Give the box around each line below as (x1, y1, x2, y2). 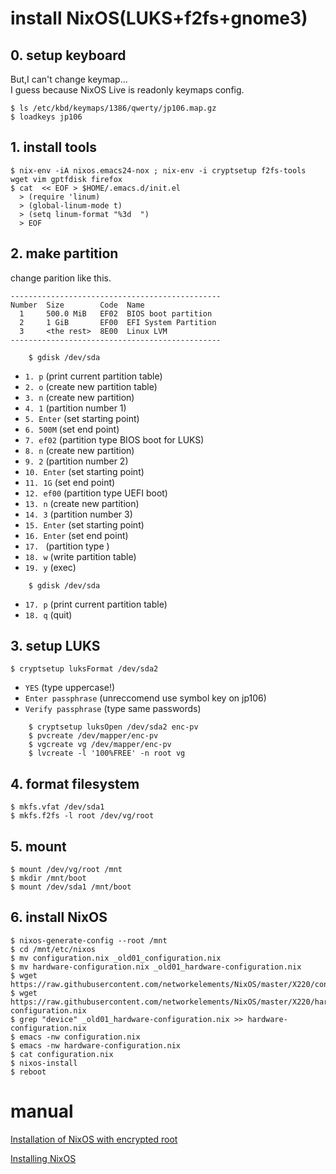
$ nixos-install (10, 1058, 78, 1068)
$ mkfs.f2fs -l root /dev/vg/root (10, 811, 155, 821)
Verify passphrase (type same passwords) (24, 703, 202, 715)
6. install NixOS (10, 909, 108, 926)
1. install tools (10, 139, 97, 156)
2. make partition (10, 245, 119, 262)
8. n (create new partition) (24, 444, 135, 456)
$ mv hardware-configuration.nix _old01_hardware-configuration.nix (10, 962, 302, 972)
